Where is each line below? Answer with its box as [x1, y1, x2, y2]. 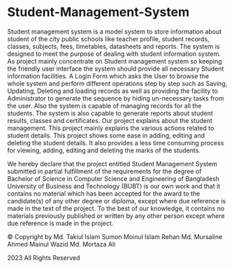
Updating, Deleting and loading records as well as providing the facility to [7, 87, 219, 95]
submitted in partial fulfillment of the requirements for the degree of [7, 167, 202, 175]
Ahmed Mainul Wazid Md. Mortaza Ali [7, 240, 116, 248]
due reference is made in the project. [7, 219, 114, 227]
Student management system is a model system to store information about [7, 27, 222, 36]
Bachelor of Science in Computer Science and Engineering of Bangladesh [7, 174, 220, 182]
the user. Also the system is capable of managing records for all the [7, 101, 202, 110]
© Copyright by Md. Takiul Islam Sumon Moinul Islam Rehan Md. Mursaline [7, 232, 223, 241]
